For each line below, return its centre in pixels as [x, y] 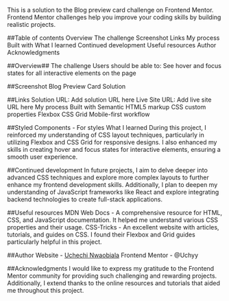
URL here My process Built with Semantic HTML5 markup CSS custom [107, 107]
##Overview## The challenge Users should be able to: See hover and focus [114, 66]
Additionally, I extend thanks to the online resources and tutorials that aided [114, 283]
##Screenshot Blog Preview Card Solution [67, 86]
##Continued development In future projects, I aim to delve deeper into [107, 170]
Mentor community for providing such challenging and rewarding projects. [112, 276]
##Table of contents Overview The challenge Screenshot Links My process [113, 38]
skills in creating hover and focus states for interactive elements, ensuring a [114, 149]
